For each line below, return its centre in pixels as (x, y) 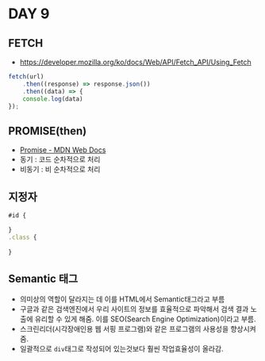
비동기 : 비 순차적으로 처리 (60, 169)
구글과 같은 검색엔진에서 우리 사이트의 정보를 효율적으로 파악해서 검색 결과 (134, 309)
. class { (23, 237)
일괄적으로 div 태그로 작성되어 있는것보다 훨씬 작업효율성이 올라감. (121, 349)
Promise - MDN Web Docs (63, 150)
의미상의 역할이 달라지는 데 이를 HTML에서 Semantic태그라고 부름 (122, 299)
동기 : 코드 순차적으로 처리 (60, 159)
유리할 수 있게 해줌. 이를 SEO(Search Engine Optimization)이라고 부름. (145, 319)
